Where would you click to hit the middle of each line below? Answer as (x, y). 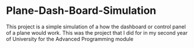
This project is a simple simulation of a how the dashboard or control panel (96, 27)
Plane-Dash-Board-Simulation (81, 11)
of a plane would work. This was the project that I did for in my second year (97, 32)
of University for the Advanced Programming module (70, 39)
